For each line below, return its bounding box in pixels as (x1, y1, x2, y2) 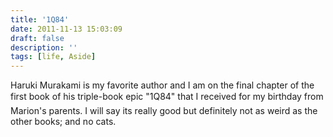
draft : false (10, 33, 65, 43)
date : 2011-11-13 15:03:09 (10, 24, 123, 34)
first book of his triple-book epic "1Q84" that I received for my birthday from (10, 91, 324, 103)
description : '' (10, 42, 78, 53)
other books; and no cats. (10, 116, 117, 128)
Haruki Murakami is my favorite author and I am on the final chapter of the (10, 79, 315, 91)
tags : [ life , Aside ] (10, 52, 97, 62)
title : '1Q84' (10, 14, 70, 25)
